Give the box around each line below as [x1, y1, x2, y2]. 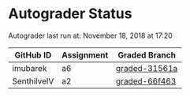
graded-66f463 [115, 76, 177, 87]
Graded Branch [117, 49, 176, 60]
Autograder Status [8, 5, 132, 23]
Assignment [61, 49, 109, 60]
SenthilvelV [12, 76, 54, 87]
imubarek [12, 62, 47, 73]
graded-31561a [115, 62, 178, 73]
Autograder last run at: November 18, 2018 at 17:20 [8, 31, 173, 40]
